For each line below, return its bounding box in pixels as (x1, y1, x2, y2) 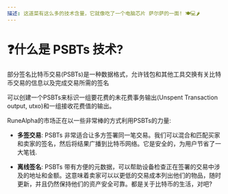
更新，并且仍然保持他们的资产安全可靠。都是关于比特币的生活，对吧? (16, 180, 212, 188)
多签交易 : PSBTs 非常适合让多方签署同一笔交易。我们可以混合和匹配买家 (16, 131, 220, 139)
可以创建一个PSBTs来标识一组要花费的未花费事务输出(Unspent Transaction (7, 93, 218, 101)
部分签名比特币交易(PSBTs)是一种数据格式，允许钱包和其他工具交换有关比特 (7, 70, 221, 78)
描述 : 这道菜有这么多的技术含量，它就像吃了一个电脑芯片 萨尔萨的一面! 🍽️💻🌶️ (7, 10, 201, 17)
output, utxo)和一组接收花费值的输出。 (7, 101, 116, 110)
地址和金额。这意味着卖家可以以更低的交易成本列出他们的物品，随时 (29, 171, 221, 179)
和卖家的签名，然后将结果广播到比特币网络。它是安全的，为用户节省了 (16, 139, 216, 147)
